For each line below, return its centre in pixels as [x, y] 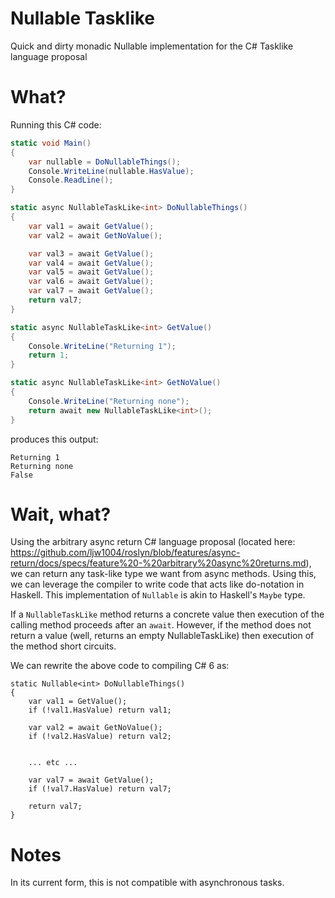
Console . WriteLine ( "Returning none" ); [109, 401]
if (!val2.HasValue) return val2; [100, 737]
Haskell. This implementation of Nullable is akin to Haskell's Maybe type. [158, 595]
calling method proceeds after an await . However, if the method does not [161, 625]
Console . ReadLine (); [71, 180]
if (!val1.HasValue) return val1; [100, 710]
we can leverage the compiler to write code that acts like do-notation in [157, 584]
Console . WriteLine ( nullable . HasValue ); [111, 171]
